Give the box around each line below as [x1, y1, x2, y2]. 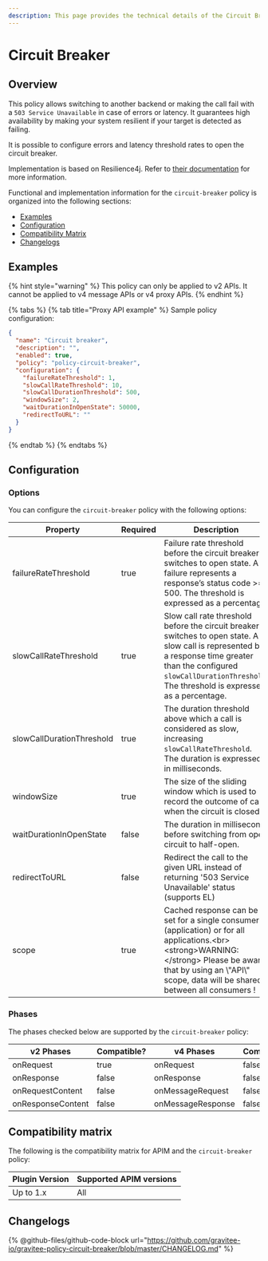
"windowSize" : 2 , [22, 396, 81, 404]
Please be [203, 955, 241, 966]
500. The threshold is [164, 587, 245, 599]
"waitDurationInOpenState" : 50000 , [22, 404, 141, 412]
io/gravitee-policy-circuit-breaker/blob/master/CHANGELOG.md [8, 1244, 219, 1254]
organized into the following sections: [8, 196, 132, 206]
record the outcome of [164, 796, 249, 807]
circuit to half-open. [164, 839, 240, 850]
